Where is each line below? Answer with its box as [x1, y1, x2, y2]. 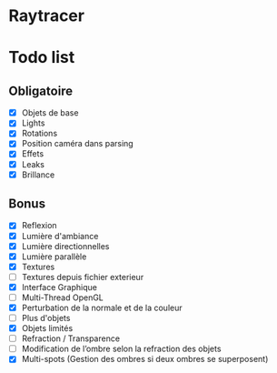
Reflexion [21, 220, 57, 231]
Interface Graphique [21, 281, 97, 292]
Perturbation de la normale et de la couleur [21, 302, 183, 313]
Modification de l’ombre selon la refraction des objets [21, 343, 222, 355]
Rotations [21, 128, 58, 139]
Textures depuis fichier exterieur [21, 271, 144, 282]
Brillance [21, 169, 55, 180]
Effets [21, 148, 45, 159]
